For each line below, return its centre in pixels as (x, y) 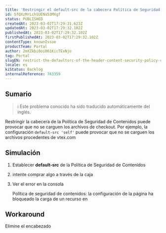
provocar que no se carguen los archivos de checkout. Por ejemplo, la (76, 127)
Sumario (19, 94)
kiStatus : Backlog (24, 70)
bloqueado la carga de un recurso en (50, 199)
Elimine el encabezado (28, 226)
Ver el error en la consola (38, 184)
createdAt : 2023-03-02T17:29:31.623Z (44, 23)
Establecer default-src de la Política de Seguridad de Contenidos (79, 165)
